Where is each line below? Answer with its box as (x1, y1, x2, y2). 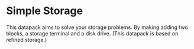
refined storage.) (6, 36, 47, 43)
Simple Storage (6, 4, 83, 18)
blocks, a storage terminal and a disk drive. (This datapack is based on (6, 30, 179, 37)
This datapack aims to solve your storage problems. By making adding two (6, 24, 188, 31)
